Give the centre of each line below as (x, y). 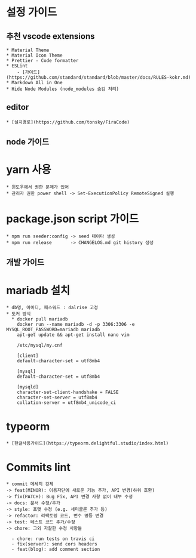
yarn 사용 (29, 170)
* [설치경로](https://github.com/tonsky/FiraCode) (68, 122)
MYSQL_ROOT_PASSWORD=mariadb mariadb (53, 330)
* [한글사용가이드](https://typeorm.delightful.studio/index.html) (88, 443)
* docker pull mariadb (40, 319)
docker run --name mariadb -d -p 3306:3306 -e (76, 325)
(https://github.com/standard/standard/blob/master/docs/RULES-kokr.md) (99, 78)
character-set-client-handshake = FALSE (68, 392)
